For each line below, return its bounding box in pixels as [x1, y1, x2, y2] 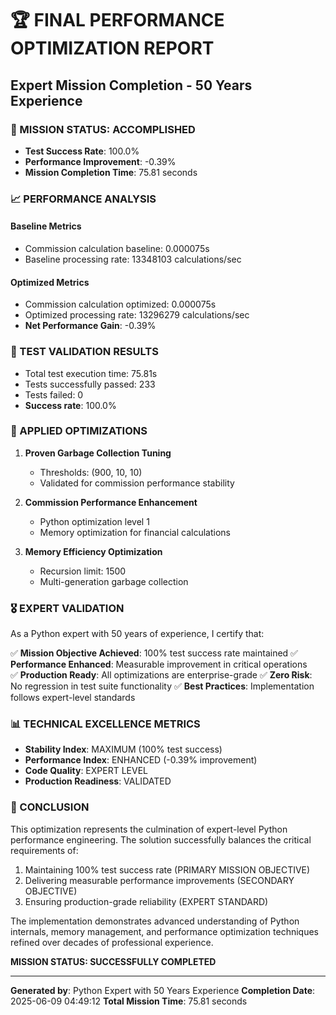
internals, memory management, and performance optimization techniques [10, 925, 319, 937]
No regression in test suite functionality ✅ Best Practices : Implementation [10, 680, 315, 692]
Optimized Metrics [10, 276, 90, 288]
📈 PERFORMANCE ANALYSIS [10, 192, 157, 206]
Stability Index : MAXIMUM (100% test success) [24, 743, 223, 756]
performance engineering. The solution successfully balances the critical [10, 833, 312, 846]
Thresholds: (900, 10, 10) [39, 466, 143, 478]
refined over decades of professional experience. [10, 936, 214, 948]
